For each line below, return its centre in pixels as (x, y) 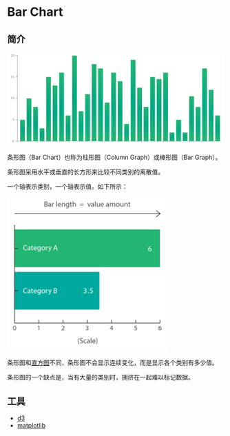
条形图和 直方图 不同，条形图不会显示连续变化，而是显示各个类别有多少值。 (113, 363)
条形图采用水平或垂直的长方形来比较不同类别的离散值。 (85, 172)
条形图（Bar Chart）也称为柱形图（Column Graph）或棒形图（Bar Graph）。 (114, 157)
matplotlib (31, 426)
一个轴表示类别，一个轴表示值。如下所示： (67, 187)
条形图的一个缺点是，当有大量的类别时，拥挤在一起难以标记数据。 (101, 377)
